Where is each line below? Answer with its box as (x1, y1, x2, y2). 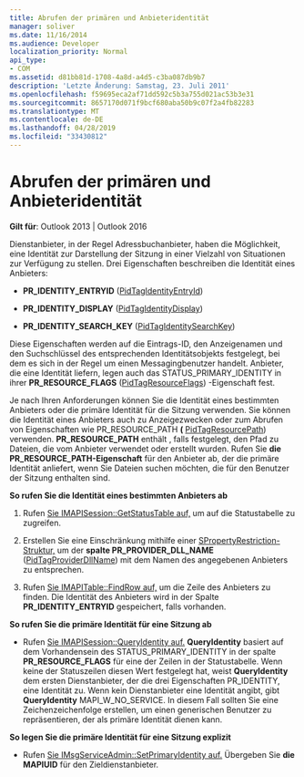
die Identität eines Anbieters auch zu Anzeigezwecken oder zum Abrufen (9, 414, 284, 425)
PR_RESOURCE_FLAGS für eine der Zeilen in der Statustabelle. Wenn (22, 656, 283, 667)
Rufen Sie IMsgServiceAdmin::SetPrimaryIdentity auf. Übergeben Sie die (22, 749, 296, 760)
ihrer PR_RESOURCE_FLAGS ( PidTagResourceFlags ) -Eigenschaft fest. (9, 377, 276, 388)
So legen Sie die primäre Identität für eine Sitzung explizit (9, 731, 232, 742)
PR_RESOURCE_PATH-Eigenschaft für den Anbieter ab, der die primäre (9, 452, 279, 463)
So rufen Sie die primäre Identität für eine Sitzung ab (9, 618, 212, 629)
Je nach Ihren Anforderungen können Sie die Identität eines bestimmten (9, 394, 279, 406)
